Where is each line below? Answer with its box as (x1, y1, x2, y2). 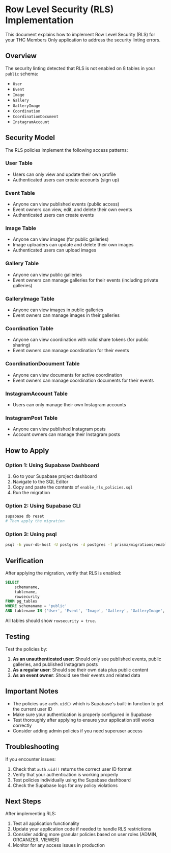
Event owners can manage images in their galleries (12, 312, 120, 318)
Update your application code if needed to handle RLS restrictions (12, 826, 152, 832)
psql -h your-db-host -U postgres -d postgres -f (5, 542, 113, 547)
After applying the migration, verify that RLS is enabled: (5, 570, 121, 576)
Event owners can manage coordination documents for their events (12, 377, 154, 383)
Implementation (5, 14, 74, 26)
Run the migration (12, 489, 50, 495)
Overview (5, 52, 37, 60)
